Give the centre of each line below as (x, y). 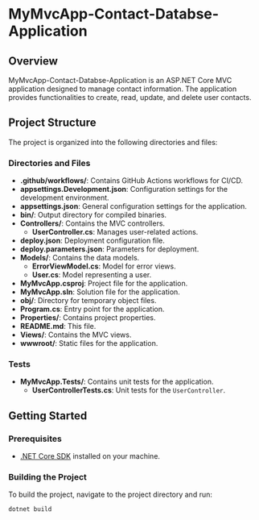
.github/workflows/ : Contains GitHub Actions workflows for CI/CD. (132, 181)
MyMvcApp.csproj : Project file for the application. (104, 284)
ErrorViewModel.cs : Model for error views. (104, 266)
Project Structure (52, 123)
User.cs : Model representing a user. (92, 275)
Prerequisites (35, 439)
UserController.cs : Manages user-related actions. (115, 232)
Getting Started (48, 416)
